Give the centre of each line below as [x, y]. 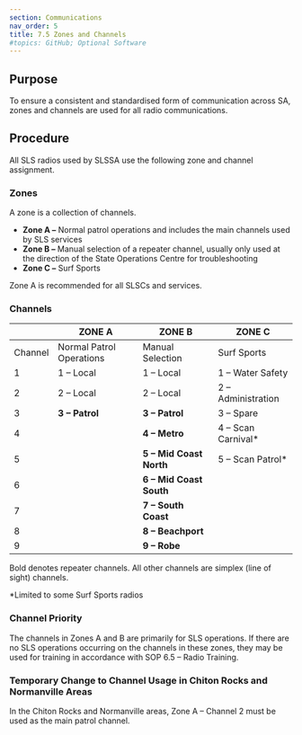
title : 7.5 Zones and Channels [68, 34]
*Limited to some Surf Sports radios [76, 595]
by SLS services [52, 240]
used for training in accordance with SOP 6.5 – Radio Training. [124, 657]
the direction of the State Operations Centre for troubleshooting [140, 259]
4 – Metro [163, 434]
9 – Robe [161, 546]
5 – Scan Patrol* [253, 459]
